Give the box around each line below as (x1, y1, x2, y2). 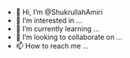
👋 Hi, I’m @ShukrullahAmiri (15, 8, 103, 16)
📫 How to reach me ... (15, 42, 89, 50)
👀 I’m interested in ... (15, 16, 83, 25)
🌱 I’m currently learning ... (15, 24, 100, 33)
